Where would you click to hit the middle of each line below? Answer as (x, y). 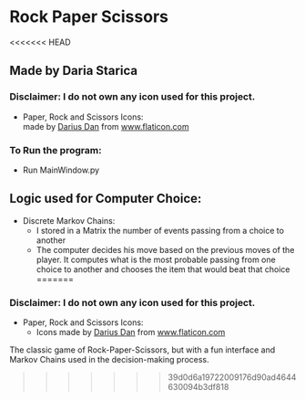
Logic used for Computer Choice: (106, 199)
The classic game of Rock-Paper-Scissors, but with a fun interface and (142, 350)
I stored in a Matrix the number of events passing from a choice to (160, 230)
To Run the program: (56, 150)
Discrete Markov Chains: (69, 220)
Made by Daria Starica (74, 71)
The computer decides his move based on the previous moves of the (165, 249)
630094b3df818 (198, 387)
